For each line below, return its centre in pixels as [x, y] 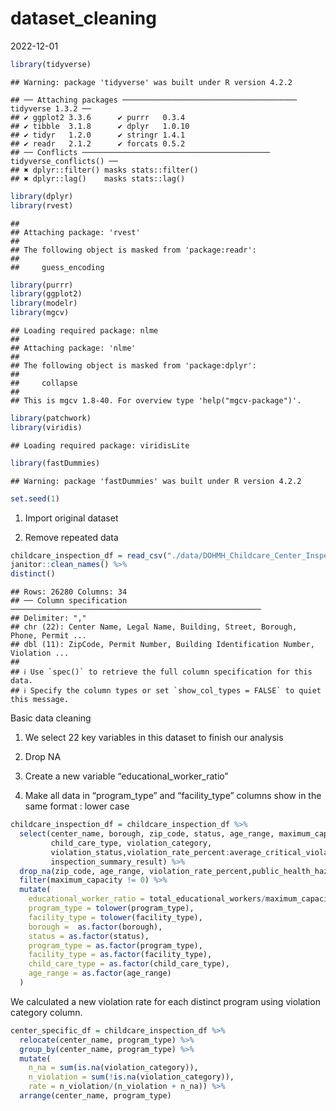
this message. [40, 700]
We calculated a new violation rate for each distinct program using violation [165, 1001]
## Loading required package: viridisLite [100, 445]
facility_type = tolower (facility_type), [115, 917]
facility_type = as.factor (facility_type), [120, 955]
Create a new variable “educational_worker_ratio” [126, 776]
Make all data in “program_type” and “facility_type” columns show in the [173, 796]
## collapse [44, 383]
